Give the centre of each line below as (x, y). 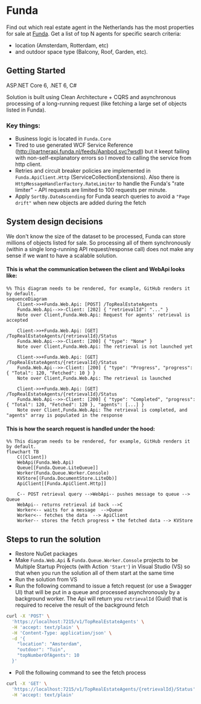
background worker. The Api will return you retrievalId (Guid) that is (101, 599)
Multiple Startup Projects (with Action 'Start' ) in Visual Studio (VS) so (102, 567)
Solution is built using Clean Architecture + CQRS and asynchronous (91, 97)
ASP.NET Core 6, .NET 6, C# (42, 85)
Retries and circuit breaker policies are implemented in (83, 171)
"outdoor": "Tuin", (42, 650)
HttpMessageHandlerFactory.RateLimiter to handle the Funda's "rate (100, 184)
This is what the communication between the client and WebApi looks (96, 269)
